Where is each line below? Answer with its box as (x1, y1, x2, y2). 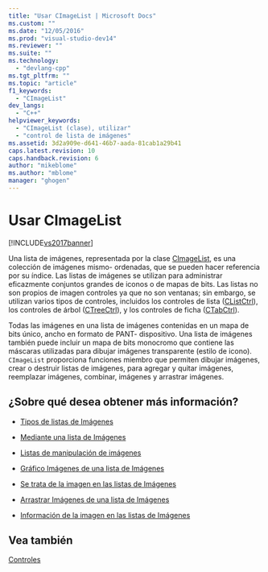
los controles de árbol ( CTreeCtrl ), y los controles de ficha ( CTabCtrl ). (8, 305, 240, 314)
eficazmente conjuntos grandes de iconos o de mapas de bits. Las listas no (8, 279, 259, 288)
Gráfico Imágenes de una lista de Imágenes (19, 463, 165, 473)
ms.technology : (8, 57, 60, 65)
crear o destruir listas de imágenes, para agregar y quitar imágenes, (8, 363, 234, 373)
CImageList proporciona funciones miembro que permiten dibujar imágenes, (8, 354, 260, 364)
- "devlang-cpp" (15, 64, 70, 73)
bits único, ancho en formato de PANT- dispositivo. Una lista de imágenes (8, 329, 253, 338)
